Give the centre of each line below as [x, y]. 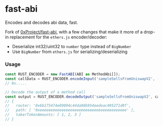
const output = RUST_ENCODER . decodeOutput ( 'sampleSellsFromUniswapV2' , [79, 97]
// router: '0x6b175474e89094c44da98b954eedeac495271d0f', [68, 106]
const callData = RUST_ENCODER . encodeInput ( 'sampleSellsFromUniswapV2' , [80, 79]
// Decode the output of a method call [45, 92]
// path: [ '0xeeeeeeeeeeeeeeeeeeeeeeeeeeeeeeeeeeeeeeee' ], [70, 110]
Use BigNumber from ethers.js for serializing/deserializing [70, 52]
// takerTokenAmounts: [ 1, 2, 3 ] [43, 115]
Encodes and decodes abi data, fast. [42, 22]
